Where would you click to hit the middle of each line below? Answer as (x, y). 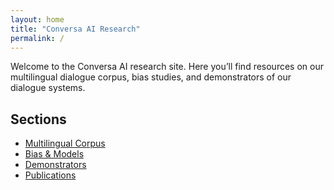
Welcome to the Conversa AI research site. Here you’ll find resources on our (167, 67)
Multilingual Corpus (65, 143)
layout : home (37, 19)
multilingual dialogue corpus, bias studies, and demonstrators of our (151, 77)
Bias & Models (54, 154)
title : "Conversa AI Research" (75, 29)
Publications (50, 175)
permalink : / (37, 38)
